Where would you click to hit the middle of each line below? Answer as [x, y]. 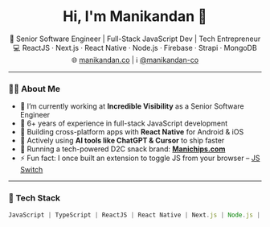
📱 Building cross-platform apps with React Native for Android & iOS [132, 132]
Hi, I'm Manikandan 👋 [135, 17]
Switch [31, 170]
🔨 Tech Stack [35, 198]
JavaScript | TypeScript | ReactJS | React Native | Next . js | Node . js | [135, 215]
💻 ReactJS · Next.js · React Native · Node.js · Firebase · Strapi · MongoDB [135, 47]
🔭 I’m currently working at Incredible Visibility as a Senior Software [132, 106]
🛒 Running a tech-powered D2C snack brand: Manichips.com [123, 149]
